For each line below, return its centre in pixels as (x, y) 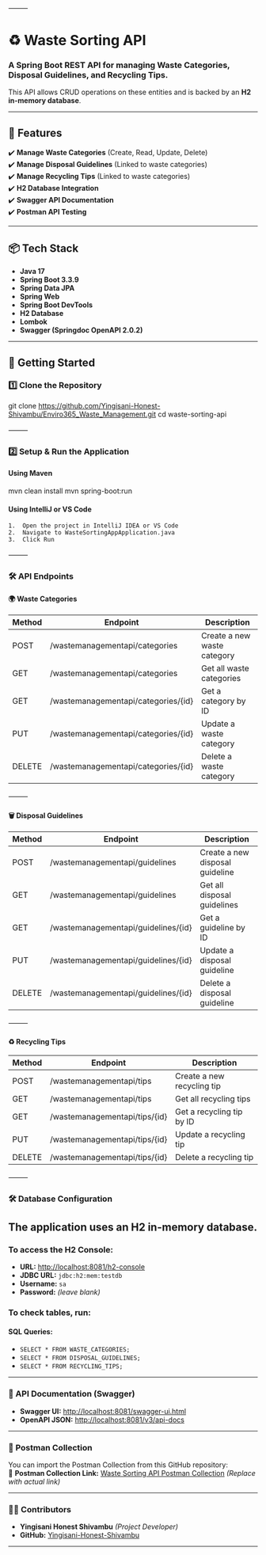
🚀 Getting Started (52, 362)
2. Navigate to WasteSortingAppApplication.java (92, 533)
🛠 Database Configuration (61, 1199)
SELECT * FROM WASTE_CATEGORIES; (75, 1350)
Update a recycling (210, 1134)
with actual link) (34, 1481)
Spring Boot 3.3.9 (49, 279)
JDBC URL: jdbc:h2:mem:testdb (71, 1276)
